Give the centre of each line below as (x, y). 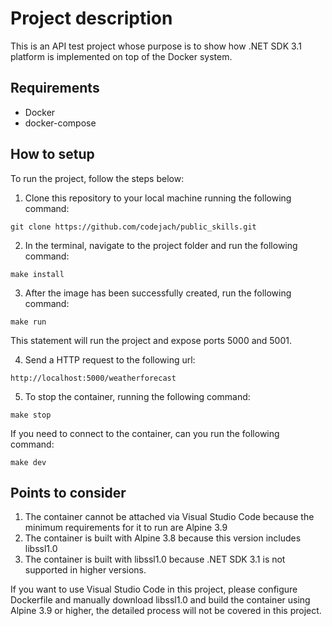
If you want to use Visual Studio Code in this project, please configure (154, 589)
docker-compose (60, 123)
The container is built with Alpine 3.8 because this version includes (163, 538)
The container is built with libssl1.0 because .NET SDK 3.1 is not (155, 559)
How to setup (52, 154)
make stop (31, 415)
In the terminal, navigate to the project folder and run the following (161, 245)
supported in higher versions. (85, 570)
